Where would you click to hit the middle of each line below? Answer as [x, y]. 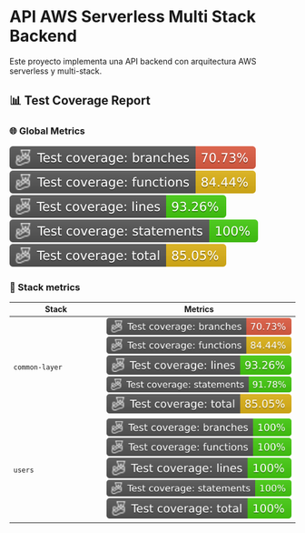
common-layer [38, 367]
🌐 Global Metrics [47, 131]
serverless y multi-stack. [56, 71]
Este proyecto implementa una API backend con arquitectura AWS [133, 61]
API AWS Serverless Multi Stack [133, 17]
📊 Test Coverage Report [80, 101]
